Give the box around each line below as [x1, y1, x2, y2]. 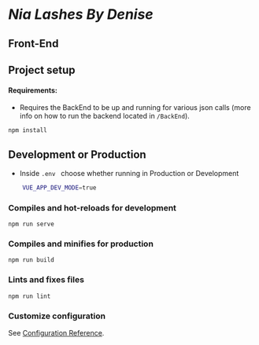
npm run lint [8, 292, 51, 300]
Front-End [8, 37, 59, 50]
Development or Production [8, 148, 147, 161]
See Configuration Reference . [8, 328, 105, 338]
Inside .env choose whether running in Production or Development [19, 168, 239, 178]
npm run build [8, 256, 55, 264]
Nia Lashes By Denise [8, 6, 154, 24]
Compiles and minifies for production [8, 238, 154, 249]
